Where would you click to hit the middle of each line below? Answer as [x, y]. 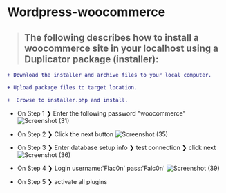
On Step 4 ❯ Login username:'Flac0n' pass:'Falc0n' [91, 168]
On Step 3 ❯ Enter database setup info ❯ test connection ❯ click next [116, 147]
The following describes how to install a [111, 38]
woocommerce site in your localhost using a [121, 48]
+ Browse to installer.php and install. [68, 100]
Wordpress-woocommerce [86, 12]
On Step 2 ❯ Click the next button [65, 134]
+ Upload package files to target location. [72, 87]
